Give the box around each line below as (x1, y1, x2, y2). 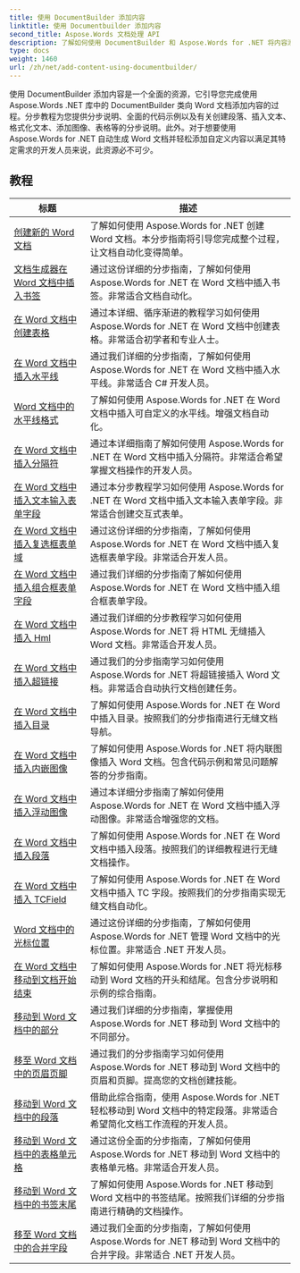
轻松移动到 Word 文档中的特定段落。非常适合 (89, 1104, 279, 1117)
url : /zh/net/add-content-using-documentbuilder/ (9, 63, 198, 72)
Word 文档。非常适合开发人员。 (89, 638, 223, 651)
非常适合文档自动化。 (107, 290, 198, 302)
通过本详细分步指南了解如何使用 (89, 786, 225, 798)
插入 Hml (13, 631, 52, 644)
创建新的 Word (13, 225, 75, 238)
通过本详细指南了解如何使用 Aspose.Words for (89, 437, 284, 450)
